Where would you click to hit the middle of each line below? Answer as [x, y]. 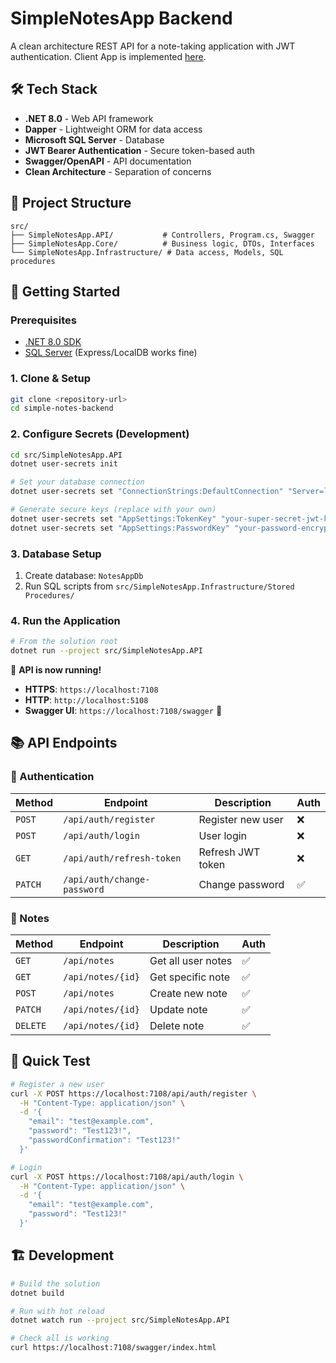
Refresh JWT [229, 852]
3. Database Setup [56, 554]
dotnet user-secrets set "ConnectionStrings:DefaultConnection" [147, 492]
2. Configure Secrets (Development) [100, 434]
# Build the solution [55, 1283]
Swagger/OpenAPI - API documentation [108, 161]
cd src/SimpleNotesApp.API [66, 455]
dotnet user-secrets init [64, 464]
